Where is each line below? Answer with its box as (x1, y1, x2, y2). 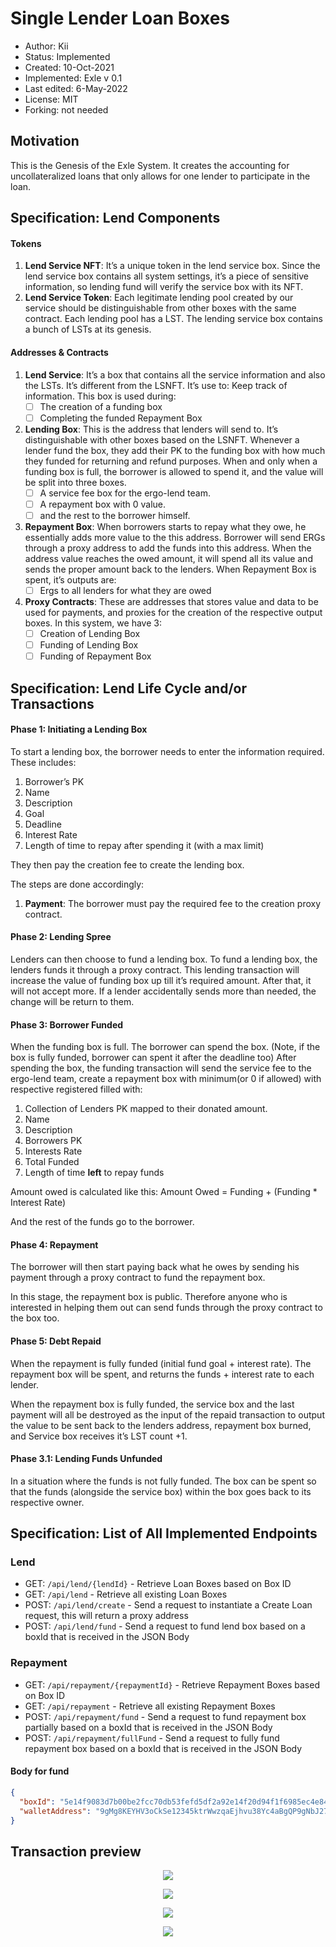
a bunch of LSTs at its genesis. (24, 323, 152, 336)
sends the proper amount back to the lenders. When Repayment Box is (24, 563, 317, 575)
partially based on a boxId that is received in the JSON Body (24, 1721, 273, 1733)
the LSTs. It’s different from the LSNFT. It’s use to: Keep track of (24, 379, 288, 391)
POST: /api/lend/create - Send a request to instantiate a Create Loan (24, 1599, 313, 1611)
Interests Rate (24, 1145, 83, 1157)
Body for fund (10, 1765, 70, 1777)
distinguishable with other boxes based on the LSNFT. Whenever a (24, 433, 300, 446)
